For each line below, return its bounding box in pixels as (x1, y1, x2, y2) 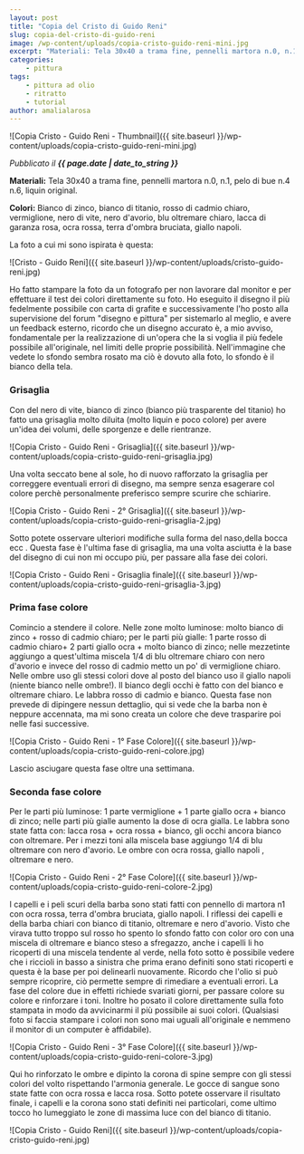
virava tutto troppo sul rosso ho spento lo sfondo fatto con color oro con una (9, 928, 295, 938)
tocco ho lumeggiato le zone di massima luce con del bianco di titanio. (9, 1107, 271, 1119)
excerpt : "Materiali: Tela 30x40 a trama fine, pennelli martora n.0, (9, 47, 281, 56)
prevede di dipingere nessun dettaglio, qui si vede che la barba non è (9, 698, 268, 709)
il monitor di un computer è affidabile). (9, 1024, 152, 1035)
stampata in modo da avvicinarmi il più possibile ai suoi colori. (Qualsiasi (9, 1005, 279, 1015)
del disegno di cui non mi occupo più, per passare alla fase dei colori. (9, 552, 269, 563)
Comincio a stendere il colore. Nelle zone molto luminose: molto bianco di (9, 621, 284, 632)
